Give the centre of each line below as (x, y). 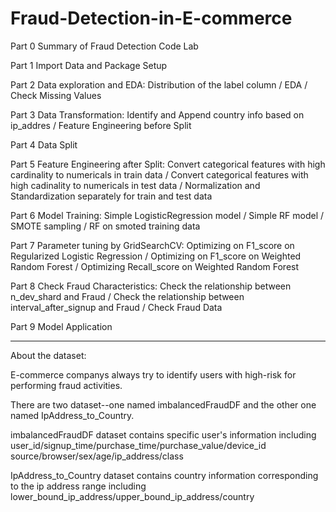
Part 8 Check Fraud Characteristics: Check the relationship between (151, 286)
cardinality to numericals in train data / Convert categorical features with (159, 174)
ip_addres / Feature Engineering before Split (101, 125)
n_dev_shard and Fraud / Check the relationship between (127, 296)
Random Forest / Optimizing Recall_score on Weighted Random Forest (155, 266)
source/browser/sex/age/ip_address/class (97, 456)
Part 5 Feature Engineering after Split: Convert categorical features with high (168, 164)
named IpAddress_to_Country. (72, 415)
